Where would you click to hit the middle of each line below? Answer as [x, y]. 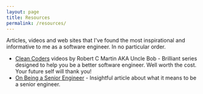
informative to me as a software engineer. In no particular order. [86, 47]
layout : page [23, 12]
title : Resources [28, 18]
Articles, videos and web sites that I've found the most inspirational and [96, 41]
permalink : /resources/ [36, 23]
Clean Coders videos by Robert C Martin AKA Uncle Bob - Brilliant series [106, 59]
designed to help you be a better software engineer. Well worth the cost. [106, 65]
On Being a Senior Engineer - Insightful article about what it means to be [105, 78]
